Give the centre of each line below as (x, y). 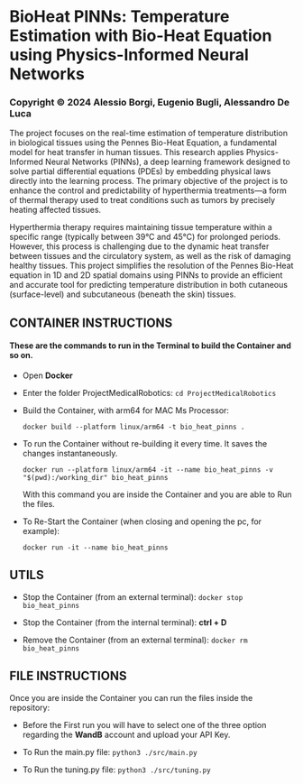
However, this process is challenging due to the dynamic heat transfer (139, 246)
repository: (30, 707)
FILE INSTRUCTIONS (68, 676)
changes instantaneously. (70, 454)
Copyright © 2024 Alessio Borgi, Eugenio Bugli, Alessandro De (150, 103)
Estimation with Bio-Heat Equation (141, 36)
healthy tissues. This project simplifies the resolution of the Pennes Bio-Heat (151, 266)
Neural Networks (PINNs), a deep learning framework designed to (167, 162)
